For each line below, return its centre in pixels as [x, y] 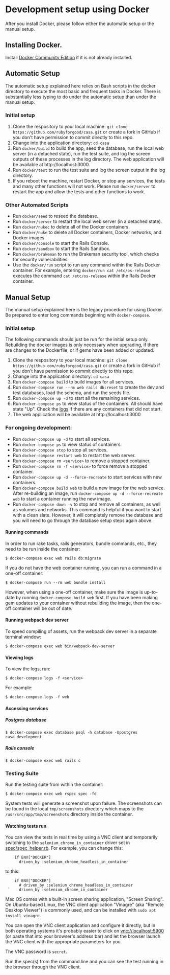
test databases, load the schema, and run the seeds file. [72, 393]
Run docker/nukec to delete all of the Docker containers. [71, 227]
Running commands [27, 532]
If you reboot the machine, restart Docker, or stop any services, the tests [89, 180]
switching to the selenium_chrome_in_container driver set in [68, 843]
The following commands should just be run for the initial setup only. [77, 339]
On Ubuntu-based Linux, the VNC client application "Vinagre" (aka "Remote [84, 905]
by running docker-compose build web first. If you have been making [87, 597]
